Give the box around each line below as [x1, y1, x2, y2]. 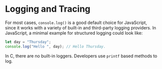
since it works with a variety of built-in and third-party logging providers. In [5, 24, 156, 30]
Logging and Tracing [5, 3, 91, 15]
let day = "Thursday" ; [5, 39, 51, 45]
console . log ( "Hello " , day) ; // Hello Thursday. [5, 44, 106, 49]
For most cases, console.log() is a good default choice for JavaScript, [5, 20, 147, 25]
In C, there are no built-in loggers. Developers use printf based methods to [5, 53, 158, 59]
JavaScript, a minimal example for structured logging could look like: [5, 30, 143, 36]
